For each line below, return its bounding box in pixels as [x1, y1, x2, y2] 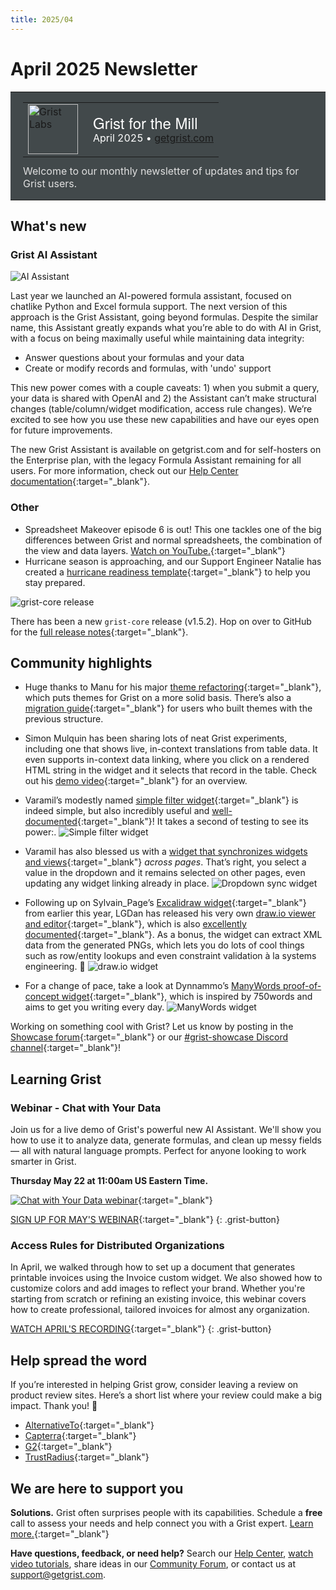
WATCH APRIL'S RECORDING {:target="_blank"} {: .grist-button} [10, 1323, 272, 1335]
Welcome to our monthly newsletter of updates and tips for [23, 164, 300, 178]
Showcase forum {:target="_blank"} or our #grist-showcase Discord [10, 1031, 289, 1043]
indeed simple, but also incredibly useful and [24, 805, 210, 817]
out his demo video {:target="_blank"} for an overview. [24, 775, 248, 787]
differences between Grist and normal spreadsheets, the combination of [24, 534, 323, 546]
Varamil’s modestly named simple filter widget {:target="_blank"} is [24, 794, 299, 806]
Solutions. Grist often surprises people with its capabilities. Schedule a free [10, 1506, 323, 1518]
